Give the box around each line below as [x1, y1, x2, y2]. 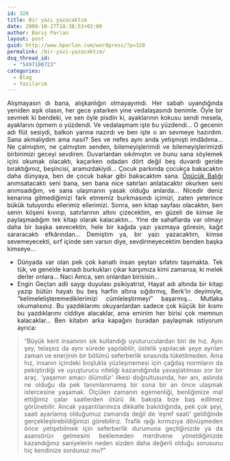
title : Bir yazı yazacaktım [7, 16, 88, 23]
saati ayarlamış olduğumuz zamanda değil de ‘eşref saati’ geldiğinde [23, 410, 223, 418]
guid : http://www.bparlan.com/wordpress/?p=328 [7, 42, 146, 49]
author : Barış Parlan [7, 29, 69, 36]
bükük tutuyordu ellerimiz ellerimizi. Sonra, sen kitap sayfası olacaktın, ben [7, 201, 223, 209]
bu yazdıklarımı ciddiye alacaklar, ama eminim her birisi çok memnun [16, 309, 223, 318]
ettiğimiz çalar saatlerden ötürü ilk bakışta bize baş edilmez [23, 395, 223, 403]
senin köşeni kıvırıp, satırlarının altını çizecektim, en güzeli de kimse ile [7, 209, 223, 217]
